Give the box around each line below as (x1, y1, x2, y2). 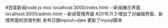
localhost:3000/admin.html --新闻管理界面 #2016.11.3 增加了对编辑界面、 (5, 11, 159, 17)
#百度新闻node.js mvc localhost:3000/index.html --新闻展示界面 (5, 5, 141, 10)
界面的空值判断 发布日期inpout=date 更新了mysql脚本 (9, 17, 122, 23)
